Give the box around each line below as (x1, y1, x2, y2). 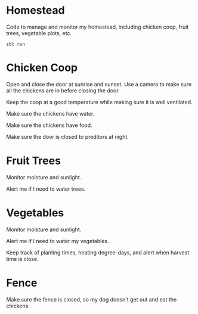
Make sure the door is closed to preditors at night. (6, 133, 129, 140)
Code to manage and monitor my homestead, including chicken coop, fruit (6, 23, 189, 30)
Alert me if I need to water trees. (6, 185, 86, 192)
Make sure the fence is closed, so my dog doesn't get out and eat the (6, 296, 177, 303)
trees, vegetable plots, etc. (6, 29, 72, 36)
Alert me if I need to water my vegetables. (6, 237, 109, 244)
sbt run (6, 41, 26, 47)
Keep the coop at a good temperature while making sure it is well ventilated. (6, 98, 193, 105)
